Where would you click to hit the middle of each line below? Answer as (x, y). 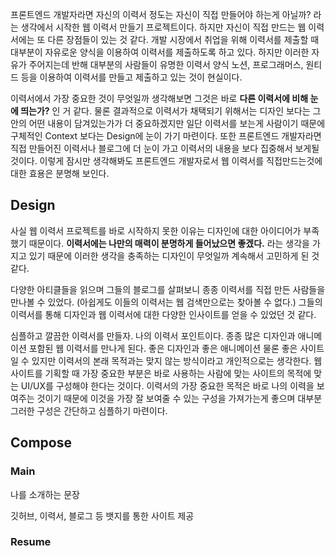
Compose (41, 443)
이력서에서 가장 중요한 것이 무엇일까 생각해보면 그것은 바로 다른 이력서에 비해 (159, 98)
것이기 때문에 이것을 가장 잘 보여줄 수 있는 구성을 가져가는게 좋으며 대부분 (179, 398)
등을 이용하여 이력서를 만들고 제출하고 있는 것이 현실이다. (131, 77)
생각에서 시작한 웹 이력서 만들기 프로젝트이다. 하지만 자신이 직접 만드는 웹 (163, 27)
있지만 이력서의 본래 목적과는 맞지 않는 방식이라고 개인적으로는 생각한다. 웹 (177, 360)
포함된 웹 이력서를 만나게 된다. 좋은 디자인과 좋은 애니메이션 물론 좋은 (163, 348)
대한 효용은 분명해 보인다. (60, 173)
